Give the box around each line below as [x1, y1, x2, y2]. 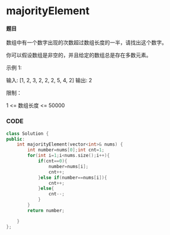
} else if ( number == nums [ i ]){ [37, 175, 108, 181]
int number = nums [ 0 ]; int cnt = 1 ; [27, 147, 105, 153]
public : [6, 136, 25, 142]
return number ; [27, 207, 65, 214]
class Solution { [6, 130, 49, 137]
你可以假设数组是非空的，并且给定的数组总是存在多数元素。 [6, 51, 152, 59]
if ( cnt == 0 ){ [37, 158, 68, 164]
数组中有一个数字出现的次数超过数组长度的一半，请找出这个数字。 [6, 39, 167, 46]
